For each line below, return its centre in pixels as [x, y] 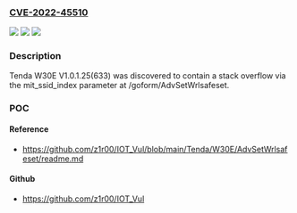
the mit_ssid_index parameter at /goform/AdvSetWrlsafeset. [119, 85]
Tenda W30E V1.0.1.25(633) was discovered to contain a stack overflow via [148, 75]
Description [35, 56]
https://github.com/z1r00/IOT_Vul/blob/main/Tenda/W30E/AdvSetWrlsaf [155, 149]
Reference [29, 129]
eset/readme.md [53, 159]
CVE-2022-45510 [49, 12]
